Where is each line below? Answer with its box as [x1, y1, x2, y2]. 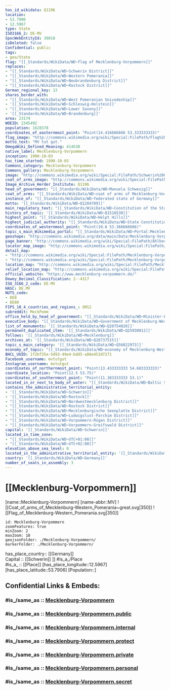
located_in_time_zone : [5, 432, 53, 437]
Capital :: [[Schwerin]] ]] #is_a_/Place [5, 556, 82, 562]
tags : [5, 50, 17, 55]
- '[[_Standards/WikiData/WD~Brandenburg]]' [5, 111, 101, 117]
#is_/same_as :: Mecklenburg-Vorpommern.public [5, 610, 132, 617]
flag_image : [5, 135, 30, 140]
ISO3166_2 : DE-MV [5, 31, 42, 36]
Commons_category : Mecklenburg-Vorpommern [5, 163, 96, 168]
